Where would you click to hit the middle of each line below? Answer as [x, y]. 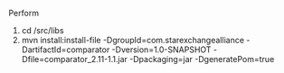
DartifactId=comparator [66, 50]
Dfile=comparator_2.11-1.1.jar [75, 59]
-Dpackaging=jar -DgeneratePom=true [202, 59]
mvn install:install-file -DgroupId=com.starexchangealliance [133, 40]
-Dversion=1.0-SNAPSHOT [161, 50]
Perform [24, 13]
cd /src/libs [43, 30]
